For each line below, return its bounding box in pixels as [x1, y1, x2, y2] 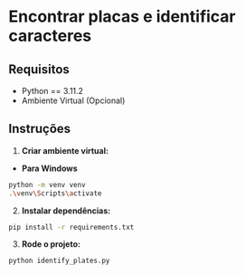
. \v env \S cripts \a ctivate [8, 188, 102, 198]
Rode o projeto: [21, 239, 80, 250]
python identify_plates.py [8, 256, 110, 266]
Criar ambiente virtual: [21, 145, 109, 156]
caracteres [8, 25, 92, 46]
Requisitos [8, 61, 70, 77]
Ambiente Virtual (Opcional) [21, 95, 126, 106]
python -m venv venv [8, 180, 87, 189]
